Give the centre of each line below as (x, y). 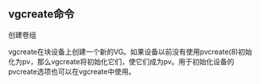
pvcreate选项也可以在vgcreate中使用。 (72, 71)
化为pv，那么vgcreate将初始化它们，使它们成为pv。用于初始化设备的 (121, 61)
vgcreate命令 (41, 14)
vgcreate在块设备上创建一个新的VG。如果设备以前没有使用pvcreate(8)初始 (130, 52)
